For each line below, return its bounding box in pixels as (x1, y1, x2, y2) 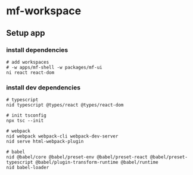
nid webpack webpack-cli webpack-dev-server (6, 133, 119, 139)
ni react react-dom (6, 70, 55, 76)
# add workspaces (6, 59, 49, 65)
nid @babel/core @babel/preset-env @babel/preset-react (6, 154, 148, 160)
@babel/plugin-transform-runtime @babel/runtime (35, 160, 159, 165)
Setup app (6, 28, 45, 38)
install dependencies (6, 46, 69, 54)
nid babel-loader (6, 165, 49, 171)
